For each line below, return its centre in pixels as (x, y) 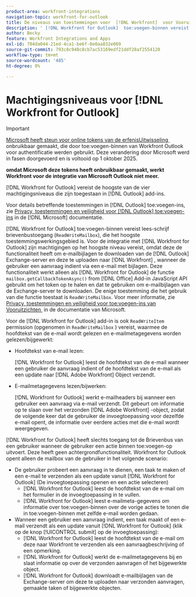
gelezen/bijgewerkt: (30, 339)
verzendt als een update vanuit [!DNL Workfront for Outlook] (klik (104, 526)
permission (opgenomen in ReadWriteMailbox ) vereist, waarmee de (87, 327)
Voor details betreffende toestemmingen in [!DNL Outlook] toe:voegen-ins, (96, 205)
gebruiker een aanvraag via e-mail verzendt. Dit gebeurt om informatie (99, 404)
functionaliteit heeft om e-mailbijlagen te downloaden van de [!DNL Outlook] (98, 254)
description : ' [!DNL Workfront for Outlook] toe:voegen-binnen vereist (98, 28)
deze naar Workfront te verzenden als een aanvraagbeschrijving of (104, 544)
